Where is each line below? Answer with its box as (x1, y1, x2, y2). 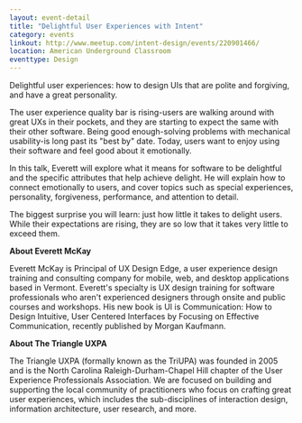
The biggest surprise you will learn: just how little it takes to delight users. (9, 209, 282, 219)
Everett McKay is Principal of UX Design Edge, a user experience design (9, 263, 278, 273)
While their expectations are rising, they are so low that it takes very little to (9, 218, 288, 229)
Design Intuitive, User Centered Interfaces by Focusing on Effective (9, 311, 260, 321)
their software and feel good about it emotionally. (9, 145, 192, 156)
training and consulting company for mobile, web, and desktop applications (9, 272, 290, 283)
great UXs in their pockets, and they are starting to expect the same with (9, 116, 279, 127)
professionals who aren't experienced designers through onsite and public (9, 292, 286, 302)
